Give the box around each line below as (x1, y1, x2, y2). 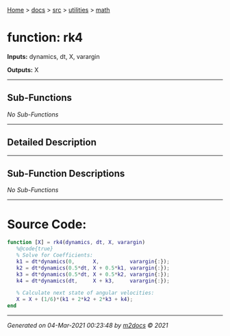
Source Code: (7, 216, 87, 232)
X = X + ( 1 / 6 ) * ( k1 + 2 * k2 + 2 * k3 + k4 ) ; (16, 296, 133, 303)
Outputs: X (7, 65, 39, 74)
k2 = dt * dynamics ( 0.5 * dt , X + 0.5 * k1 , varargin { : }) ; (16, 264, 170, 272)
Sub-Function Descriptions (7, 167, 125, 179)
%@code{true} (16, 245, 53, 252)
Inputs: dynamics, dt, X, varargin (7, 52, 101, 60)
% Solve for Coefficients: (16, 252, 94, 259)
